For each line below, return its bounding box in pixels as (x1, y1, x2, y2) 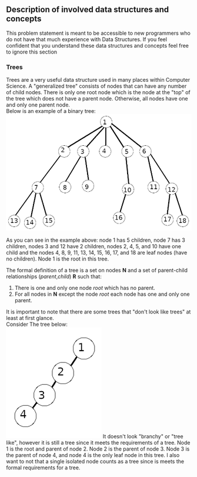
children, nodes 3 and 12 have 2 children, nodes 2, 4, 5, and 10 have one (6, 242, 181, 249)
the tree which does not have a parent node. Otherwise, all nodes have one (6, 95, 188, 102)
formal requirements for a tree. (6, 464, 81, 471)
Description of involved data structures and (6, 5, 169, 15)
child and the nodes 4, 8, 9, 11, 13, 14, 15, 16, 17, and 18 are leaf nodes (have (6, 249, 188, 256)
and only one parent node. (6, 101, 71, 108)
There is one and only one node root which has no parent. (14, 284, 156, 291)
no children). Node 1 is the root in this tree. (6, 255, 109, 262)
